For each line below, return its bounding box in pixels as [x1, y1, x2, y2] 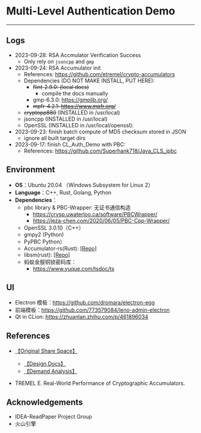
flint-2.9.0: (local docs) [32, 83, 89, 91]
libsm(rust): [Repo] [23, 251, 71, 258]
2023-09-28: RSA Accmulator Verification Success [14, 51, 141, 58]
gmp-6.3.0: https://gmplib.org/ [32, 96, 108, 103]
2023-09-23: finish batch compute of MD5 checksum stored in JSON [14, 128, 187, 135]
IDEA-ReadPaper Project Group [14, 413, 93, 420]
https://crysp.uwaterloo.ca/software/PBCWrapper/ [32, 210, 157, 217]
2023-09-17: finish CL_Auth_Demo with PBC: [14, 141, 126, 148]
